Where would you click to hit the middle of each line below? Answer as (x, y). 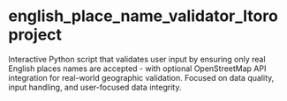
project (35, 35)
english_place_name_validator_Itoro (143, 16)
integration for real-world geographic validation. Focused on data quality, (141, 77)
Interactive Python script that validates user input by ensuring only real (137, 59)
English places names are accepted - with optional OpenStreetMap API (137, 69)
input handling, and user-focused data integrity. (95, 87)
